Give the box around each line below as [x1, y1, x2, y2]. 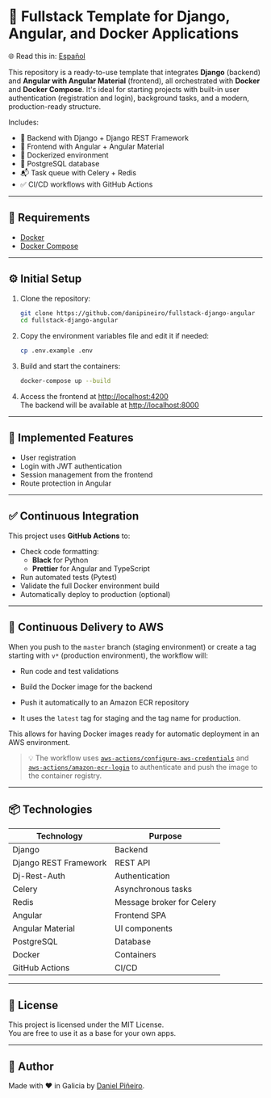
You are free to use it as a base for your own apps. [8, 1029, 177, 1038]
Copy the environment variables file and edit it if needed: [19, 331, 210, 341]
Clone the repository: [19, 293, 91, 303]
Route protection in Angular [19, 478, 111, 488]
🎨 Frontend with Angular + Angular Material [19, 141, 165, 151]
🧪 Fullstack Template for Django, [8, 7, 230, 26]
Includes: [8, 117, 39, 127]
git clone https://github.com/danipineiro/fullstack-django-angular [19, 309, 256, 318]
